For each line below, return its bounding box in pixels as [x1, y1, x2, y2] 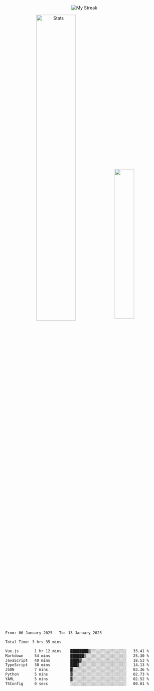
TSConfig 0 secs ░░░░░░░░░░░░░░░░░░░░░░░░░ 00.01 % [5, 681, 149, 686]
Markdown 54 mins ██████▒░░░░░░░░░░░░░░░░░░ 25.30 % [5, 653, 149, 658]
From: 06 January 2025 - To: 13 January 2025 [5, 630, 102, 635]
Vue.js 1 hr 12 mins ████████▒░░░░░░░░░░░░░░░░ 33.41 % [5, 648, 149, 653]
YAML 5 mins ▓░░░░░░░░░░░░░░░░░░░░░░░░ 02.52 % [5, 676, 149, 681]
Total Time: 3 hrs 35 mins [5, 639, 62, 644]
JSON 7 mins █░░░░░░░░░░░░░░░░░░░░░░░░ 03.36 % [5, 667, 149, 672]
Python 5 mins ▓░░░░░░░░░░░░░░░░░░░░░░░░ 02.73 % [5, 672, 149, 677]
